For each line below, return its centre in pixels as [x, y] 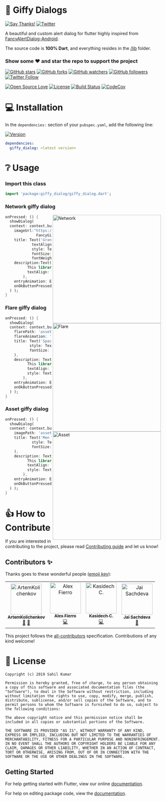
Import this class [26, 184]
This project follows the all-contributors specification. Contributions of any [81, 636]
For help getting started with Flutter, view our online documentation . [74, 784]
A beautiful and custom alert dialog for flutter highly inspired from [72, 33]
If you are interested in [28, 541]
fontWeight [43, 258]
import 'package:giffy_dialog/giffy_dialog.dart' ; [58, 194]
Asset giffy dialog [27, 409]
